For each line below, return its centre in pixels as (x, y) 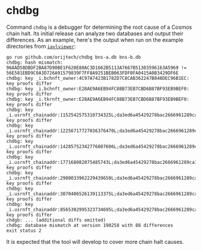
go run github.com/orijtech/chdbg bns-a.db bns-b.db (74, 57)
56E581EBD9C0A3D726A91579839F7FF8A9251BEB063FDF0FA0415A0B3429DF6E (93, 73)
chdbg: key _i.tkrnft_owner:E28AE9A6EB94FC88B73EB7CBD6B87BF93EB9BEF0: (98, 99)
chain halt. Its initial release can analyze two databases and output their (95, 33)
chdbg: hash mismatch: (35, 62)
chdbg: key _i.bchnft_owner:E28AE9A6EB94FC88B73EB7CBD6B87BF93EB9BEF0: (98, 89)
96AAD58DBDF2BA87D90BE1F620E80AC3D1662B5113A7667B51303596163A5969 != (96, 68)
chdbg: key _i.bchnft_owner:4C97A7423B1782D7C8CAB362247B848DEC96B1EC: (98, 78)
